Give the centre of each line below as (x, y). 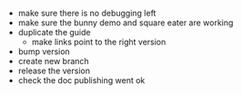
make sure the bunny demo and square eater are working (126, 23)
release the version (54, 71)
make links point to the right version (99, 42)
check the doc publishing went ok (81, 80)
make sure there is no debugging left (87, 13)
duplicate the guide (54, 32)
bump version (44, 52)
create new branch (53, 61)
